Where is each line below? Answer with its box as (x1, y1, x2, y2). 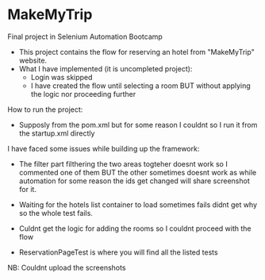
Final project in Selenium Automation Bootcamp (7, 32, 163, 41)
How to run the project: (7, 105, 83, 114)
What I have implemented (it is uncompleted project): (18, 63, 193, 73)
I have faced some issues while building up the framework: (7, 144, 200, 153)
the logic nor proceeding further (30, 89, 136, 98)
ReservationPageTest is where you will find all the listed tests (18, 247, 219, 257)
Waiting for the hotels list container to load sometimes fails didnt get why (18, 200, 258, 209)
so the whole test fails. (18, 208, 93, 217)
